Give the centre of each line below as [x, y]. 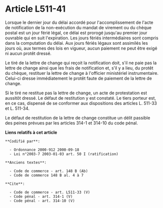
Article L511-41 [35, 9]
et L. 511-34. [17, 108]
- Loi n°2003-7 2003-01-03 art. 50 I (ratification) [64, 154]
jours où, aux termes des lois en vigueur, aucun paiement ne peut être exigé [81, 48]
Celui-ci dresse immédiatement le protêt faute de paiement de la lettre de [79, 78]
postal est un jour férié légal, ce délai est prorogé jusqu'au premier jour [76, 33]
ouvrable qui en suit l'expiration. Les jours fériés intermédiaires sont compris [82, 38]
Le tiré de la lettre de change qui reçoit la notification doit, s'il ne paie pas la [81, 63]
